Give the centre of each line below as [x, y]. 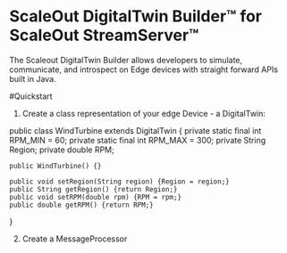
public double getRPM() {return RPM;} [81, 205]
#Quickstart [31, 96]
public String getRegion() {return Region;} [93, 189]
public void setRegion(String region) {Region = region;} [119, 181]
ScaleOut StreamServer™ [104, 35]
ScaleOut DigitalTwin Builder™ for [135, 16]
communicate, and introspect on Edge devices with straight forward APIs [144, 69]
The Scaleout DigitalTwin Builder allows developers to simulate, [126, 60]
